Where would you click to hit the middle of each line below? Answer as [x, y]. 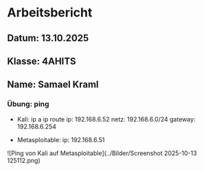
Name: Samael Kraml [53, 85]
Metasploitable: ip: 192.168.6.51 [61, 139]
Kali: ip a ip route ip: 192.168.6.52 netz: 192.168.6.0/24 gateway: [106, 119]
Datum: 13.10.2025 [48, 38]
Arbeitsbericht [50, 13]
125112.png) [24, 160]
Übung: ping [28, 104]
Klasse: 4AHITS [42, 61]
